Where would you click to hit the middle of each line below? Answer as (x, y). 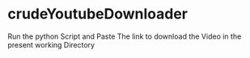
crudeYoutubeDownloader (97, 14)
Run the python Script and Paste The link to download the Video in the (125, 36)
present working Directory (51, 44)
